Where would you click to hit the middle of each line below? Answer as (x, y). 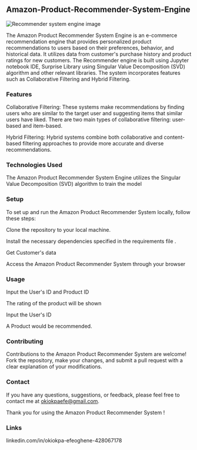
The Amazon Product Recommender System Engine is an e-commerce (92, 35)
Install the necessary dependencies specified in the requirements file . (91, 241)
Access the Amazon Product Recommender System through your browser (96, 264)
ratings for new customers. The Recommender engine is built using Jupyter (98, 60)
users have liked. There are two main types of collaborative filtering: (89, 119)
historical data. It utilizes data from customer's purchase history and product (99, 54)
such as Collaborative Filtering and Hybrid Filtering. (69, 79)
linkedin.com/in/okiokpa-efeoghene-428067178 (64, 440)
